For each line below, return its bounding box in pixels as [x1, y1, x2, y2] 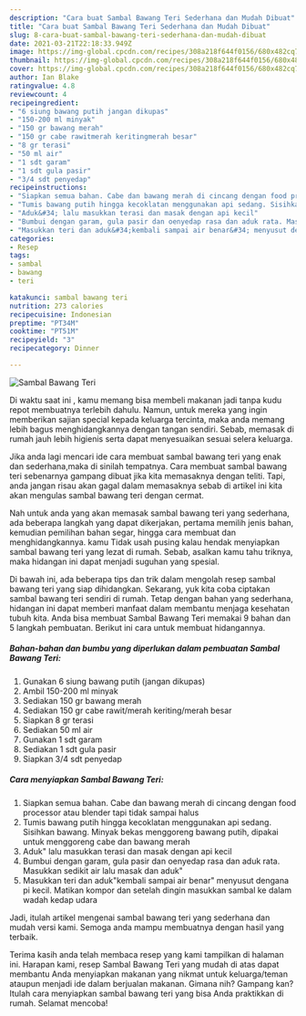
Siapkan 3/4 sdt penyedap [22, 753, 123, 764]
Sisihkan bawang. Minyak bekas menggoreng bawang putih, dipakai [22, 826, 280, 837]
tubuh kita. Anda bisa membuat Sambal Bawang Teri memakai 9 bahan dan [9, 613, 291, 623]
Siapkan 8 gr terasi [22, 714, 94, 726]
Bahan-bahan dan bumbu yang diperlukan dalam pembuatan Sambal [9, 643, 280, 654]
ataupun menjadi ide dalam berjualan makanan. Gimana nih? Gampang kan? [9, 978, 294, 989]
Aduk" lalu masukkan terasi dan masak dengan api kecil [22, 845, 232, 856]
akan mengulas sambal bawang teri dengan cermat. [9, 489, 205, 500]
